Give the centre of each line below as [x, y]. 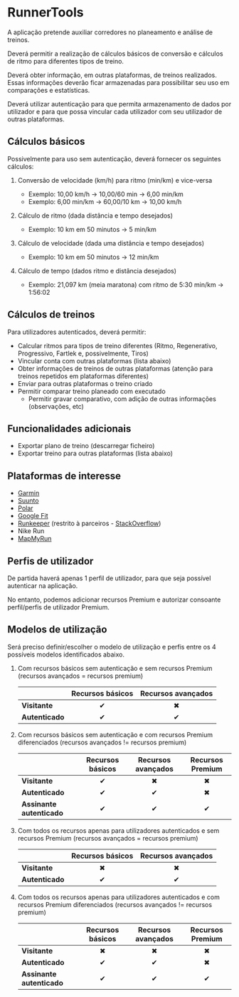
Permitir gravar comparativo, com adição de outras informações [122, 399]
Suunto [28, 501]
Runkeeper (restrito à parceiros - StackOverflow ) [89, 523]
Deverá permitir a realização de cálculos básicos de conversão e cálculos [115, 54]
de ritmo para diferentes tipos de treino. [66, 61]
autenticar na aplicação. [43, 586]
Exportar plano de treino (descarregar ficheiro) [86, 446]
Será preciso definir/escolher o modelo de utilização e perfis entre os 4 [112, 647]
